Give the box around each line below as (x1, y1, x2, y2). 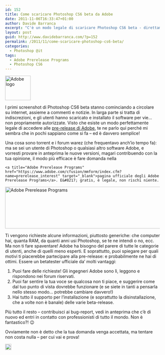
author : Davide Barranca (5, 21, 56, 26)
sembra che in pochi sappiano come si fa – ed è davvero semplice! (5, 131, 140, 137)
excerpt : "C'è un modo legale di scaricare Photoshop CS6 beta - (5, 26, 141, 30)
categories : (5, 44, 29, 49)
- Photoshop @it (9, 48, 43, 53)
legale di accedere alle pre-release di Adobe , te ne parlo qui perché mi (5, 125, 148, 131)
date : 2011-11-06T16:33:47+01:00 (5, 16, 74, 21)
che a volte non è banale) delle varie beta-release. (12, 300, 114, 305)
